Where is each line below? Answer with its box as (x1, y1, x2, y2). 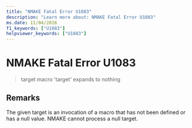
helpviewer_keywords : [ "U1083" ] (6, 31, 86, 37)
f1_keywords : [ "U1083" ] (6, 25, 66, 31)
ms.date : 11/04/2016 (6, 20, 58, 25)
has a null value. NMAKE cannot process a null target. (6, 115, 138, 122)
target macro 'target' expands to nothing (20, 76, 121, 83)
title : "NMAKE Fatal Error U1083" (6, 8, 92, 15)
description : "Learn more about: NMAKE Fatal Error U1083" (6, 14, 156, 20)
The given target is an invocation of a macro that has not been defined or (6, 108, 186, 116)
